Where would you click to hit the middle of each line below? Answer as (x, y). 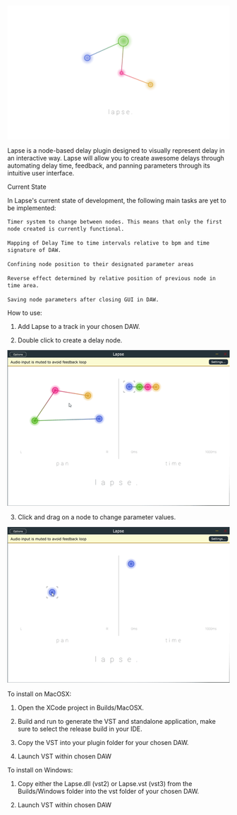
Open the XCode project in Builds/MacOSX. (81, 708)
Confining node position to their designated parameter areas (101, 265)
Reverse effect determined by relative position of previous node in (112, 279)
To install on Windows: (40, 770)
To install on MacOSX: (39, 694)
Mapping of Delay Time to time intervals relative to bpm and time (109, 243)
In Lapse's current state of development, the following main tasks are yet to (117, 201)
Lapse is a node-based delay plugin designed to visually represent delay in (116, 151)
